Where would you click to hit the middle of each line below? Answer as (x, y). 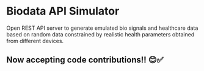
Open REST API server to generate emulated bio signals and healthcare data (102, 28)
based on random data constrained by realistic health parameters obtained (100, 34)
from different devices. (35, 41)
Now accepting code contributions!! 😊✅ (85, 60)
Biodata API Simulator (63, 11)
